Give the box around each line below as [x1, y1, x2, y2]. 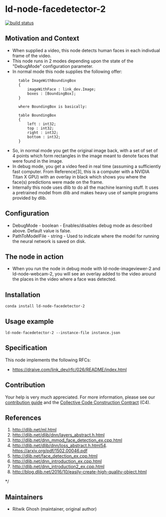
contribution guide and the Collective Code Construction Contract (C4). [5, 399, 151, 405]
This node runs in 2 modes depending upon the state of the [12, 58, 133, 64]
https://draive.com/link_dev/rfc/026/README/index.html [12, 366, 127, 372]
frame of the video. [12, 53, 52, 58]
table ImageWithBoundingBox [18, 78, 77, 83]
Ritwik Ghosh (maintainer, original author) [12, 506, 97, 512]
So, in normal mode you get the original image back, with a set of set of [12, 147, 158, 153]
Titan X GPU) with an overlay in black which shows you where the [12, 173, 147, 179]
